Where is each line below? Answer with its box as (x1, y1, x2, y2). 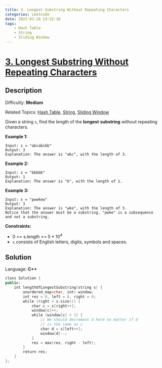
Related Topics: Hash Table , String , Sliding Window (5, 109, 110, 115)
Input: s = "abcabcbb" (5, 143, 52, 148)
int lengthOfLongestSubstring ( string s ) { (14, 285, 103, 290)
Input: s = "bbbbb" (5, 170, 45, 175)
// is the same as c (40, 322, 83, 327)
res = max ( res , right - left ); (31, 340, 96, 345)
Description (5, 86, 42, 95)
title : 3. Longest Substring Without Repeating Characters (5, 7, 129, 12)
